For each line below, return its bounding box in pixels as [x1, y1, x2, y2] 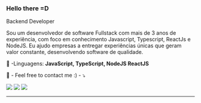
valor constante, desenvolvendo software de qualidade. [6, 49, 144, 56]
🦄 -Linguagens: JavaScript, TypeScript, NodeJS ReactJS [6, 60, 150, 67]
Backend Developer [6, 18, 55, 25]
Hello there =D [6, 4, 49, 13]
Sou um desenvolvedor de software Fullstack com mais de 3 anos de [6, 29, 176, 37]
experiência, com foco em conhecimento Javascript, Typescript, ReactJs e [6, 36, 191, 43]
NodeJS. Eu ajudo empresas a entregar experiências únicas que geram [6, 42, 182, 49]
